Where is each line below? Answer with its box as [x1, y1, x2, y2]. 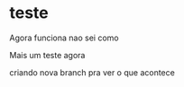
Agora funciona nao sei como [9, 32, 119, 43]
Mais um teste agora [9, 49, 86, 60]
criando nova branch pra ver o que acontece [9, 66, 176, 78]
